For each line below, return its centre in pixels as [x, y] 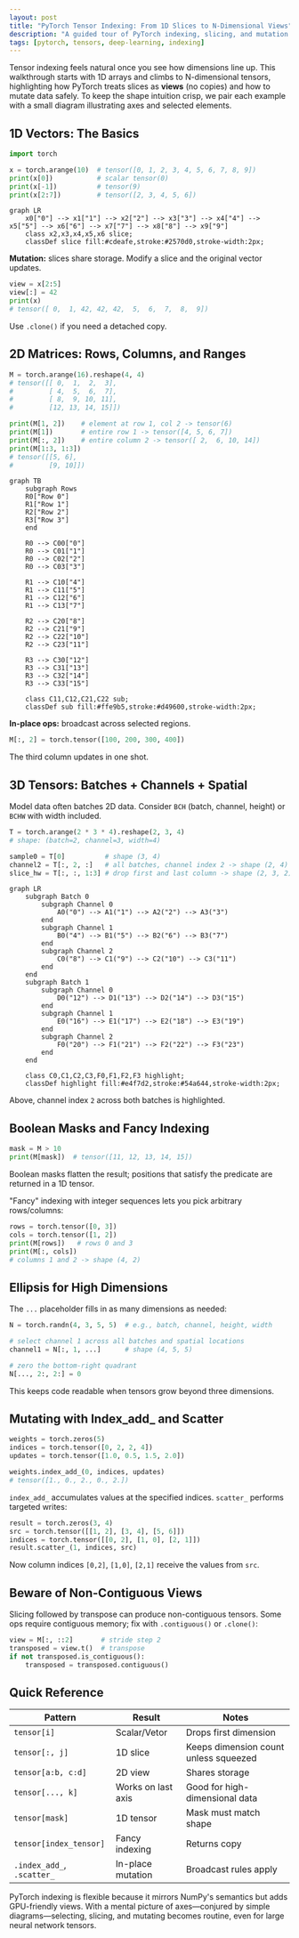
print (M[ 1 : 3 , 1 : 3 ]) [45, 449]
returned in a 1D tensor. [52, 1184]
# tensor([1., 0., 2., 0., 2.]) [69, 1480]
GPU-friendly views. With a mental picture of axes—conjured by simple [140, 1907]
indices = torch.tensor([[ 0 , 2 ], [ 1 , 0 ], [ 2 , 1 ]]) [105, 1540]
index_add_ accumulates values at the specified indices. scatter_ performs [147, 1497]
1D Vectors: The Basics [74, 133]
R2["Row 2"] [47, 513]
